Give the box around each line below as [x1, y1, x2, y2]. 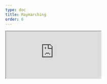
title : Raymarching [5, 12, 47, 17]
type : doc [5, 7, 26, 13]
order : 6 [5, 17, 24, 22]
